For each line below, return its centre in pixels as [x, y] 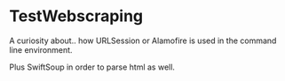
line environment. [41, 49]
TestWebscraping [76, 16]
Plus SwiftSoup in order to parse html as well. [92, 67]
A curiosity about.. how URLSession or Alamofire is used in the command [143, 40]
